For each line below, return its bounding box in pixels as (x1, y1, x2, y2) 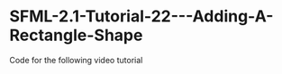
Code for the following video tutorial (9, 54, 143, 65)
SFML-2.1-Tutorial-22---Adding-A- (9, 6, 274, 27)
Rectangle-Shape (9, 25, 143, 45)
